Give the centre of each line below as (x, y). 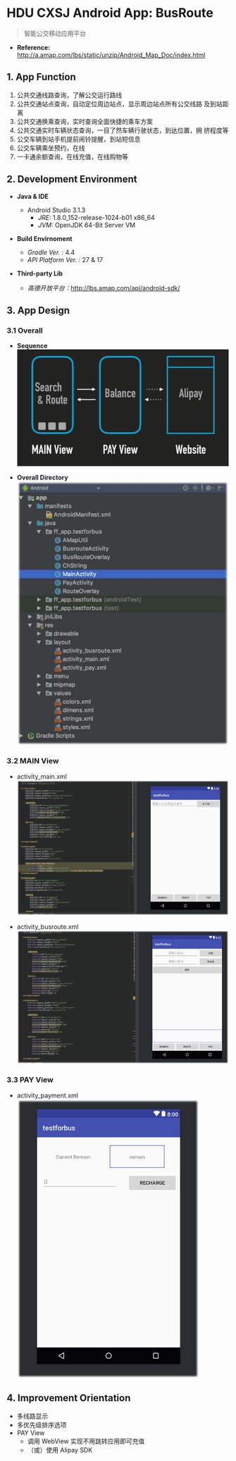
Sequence (32, 346)
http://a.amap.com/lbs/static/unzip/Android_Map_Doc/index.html (111, 55)
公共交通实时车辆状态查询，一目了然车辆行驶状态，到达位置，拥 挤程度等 (123, 130)
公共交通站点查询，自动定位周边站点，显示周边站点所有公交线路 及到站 (119, 104)
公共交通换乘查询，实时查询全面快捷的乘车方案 (85, 121)
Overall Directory (42, 477)
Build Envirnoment (44, 238)
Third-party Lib (40, 273)
